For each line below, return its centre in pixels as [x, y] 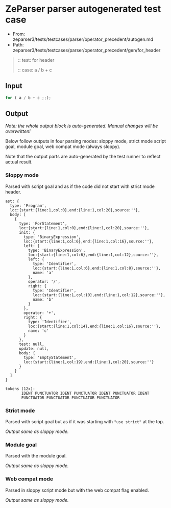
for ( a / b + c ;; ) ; [28, 98]
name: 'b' [43, 299]
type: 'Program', [28, 205]
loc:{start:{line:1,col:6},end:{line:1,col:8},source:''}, [96, 268]
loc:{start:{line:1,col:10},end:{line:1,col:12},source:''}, [99, 295]
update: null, [34, 348]
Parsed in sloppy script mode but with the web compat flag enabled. [77, 490]
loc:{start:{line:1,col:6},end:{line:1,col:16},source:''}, [89, 241]
